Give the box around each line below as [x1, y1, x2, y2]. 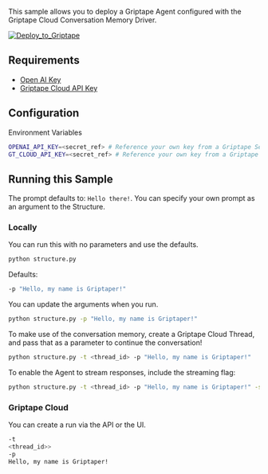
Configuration [8, 107, 80, 120]
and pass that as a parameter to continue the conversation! [8, 338, 203, 347]
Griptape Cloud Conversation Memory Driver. [8, 15, 157, 25]
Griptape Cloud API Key [19, 83, 98, 92]
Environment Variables [8, 127, 82, 137]
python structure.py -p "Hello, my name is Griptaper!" [8, 315, 198, 323]
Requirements [8, 53, 80, 67]
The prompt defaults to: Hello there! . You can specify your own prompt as [8, 194, 255, 203]
